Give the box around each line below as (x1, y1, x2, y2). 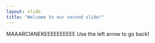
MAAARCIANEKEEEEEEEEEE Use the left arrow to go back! (6, 30, 150, 37)
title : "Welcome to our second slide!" (6, 14, 105, 20)
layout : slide (6, 8, 41, 15)
